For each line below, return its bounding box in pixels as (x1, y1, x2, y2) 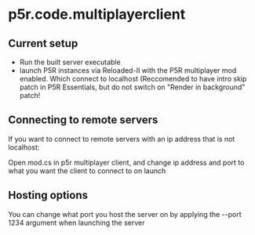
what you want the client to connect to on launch (8, 166, 166, 175)
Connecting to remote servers (8, 114, 158, 127)
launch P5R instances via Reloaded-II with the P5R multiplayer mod (19, 66, 237, 75)
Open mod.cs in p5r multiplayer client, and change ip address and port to (8, 157, 245, 167)
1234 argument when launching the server (8, 218, 145, 227)
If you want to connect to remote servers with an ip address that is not (8, 134, 235, 143)
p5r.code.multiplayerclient (8, 5, 186, 23)
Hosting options (8, 189, 89, 202)
